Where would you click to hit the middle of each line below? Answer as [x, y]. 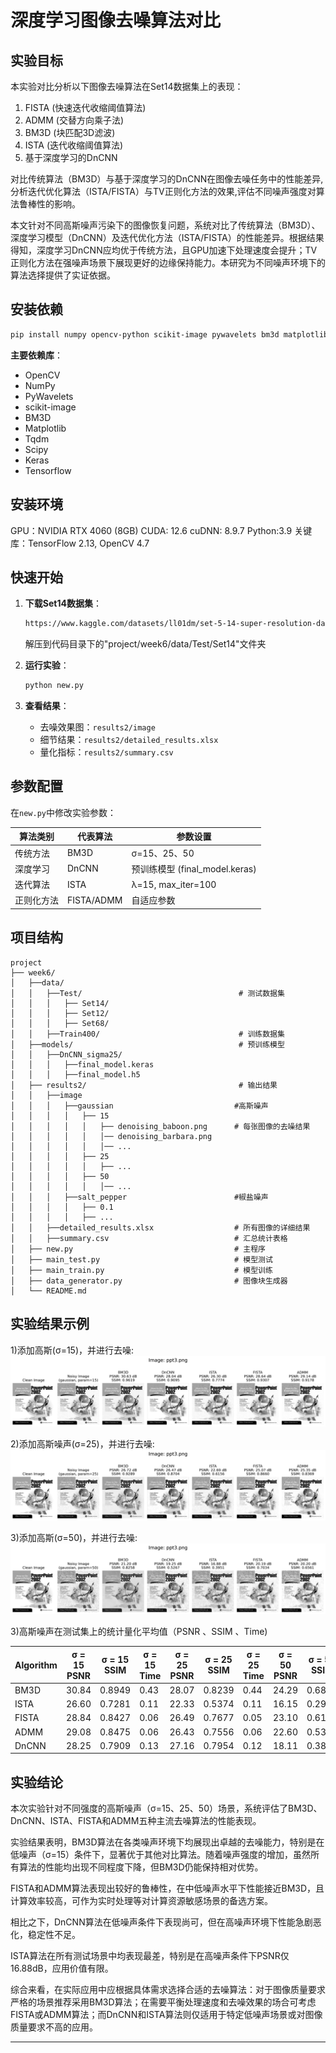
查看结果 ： [47, 706]
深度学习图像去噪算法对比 [116, 20]
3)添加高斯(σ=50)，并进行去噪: [74, 1537]
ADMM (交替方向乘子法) [74, 120]
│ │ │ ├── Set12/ [60, 1013]
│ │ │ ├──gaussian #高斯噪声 [139, 1106]
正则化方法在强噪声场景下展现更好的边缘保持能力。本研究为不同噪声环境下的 [168, 262]
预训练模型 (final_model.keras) [194, 868]
